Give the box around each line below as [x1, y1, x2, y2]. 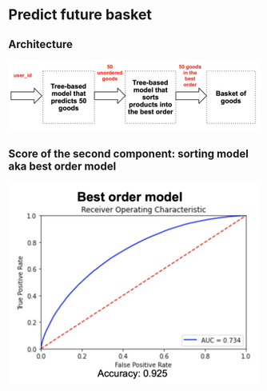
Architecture [8, 38, 74, 51]
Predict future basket [8, 6, 152, 24]
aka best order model [8, 160, 117, 174]
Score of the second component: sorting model [8, 147, 249, 161]
